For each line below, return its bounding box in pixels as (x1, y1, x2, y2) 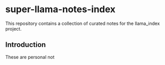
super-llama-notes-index (5, 4, 116, 15)
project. (5, 25, 22, 31)
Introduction (5, 41, 46, 49)
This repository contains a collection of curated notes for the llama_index (5, 20, 160, 26)
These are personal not (5, 54, 55, 60)
